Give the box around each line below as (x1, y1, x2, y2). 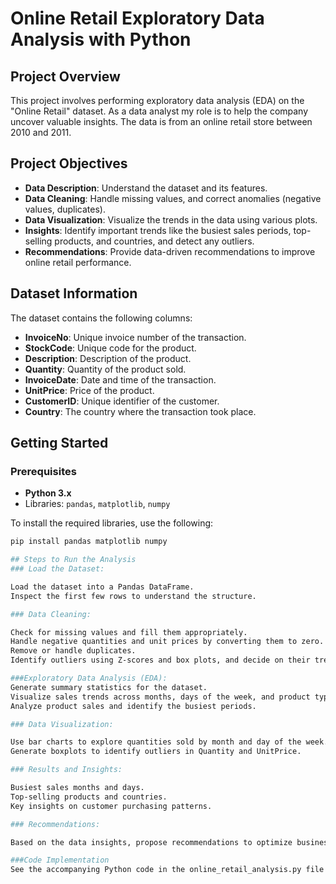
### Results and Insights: (10, 765, 123, 775)
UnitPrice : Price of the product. (24, 384, 155, 396)
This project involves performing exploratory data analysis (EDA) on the (10, 95, 305, 106)
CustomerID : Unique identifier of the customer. (24, 395, 220, 407)
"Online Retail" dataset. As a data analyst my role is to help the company (10, 105, 309, 117)
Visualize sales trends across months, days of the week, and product (10, 692, 311, 702)
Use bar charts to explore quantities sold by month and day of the (10, 737, 302, 747)
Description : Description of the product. (24, 352, 192, 364)
